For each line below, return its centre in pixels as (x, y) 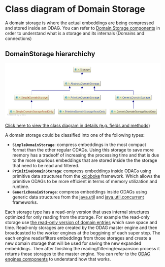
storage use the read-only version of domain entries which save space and (81, 222)
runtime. (21, 187)
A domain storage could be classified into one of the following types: (75, 135)
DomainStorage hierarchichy (50, 54)
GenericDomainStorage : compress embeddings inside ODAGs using (80, 191)
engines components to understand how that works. (58, 259)
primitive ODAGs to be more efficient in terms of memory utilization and (85, 181)
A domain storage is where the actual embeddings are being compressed (80, 23)
